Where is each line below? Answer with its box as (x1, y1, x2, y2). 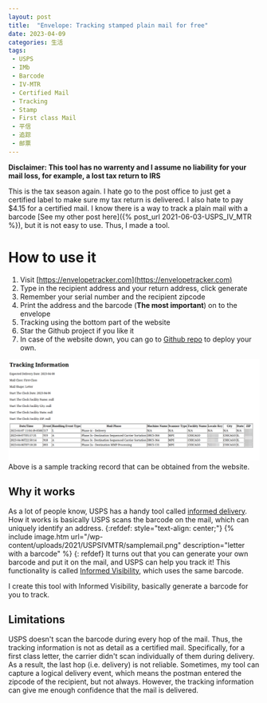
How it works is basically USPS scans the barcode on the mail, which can (8, 514, 249, 524)
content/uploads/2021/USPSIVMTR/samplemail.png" (8, 540, 182, 549)
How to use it (8, 248, 97, 266)
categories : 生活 (8, 38, 64, 46)
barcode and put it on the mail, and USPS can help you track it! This (8, 557, 231, 567)
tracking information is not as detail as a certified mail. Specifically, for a (8, 642, 245, 652)
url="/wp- (70, 532, 104, 541)
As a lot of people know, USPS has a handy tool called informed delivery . (8, 506, 248, 516)
